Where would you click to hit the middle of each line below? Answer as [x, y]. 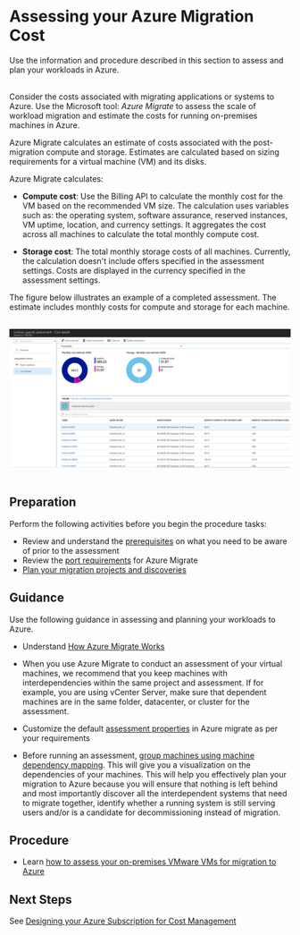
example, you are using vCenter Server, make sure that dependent [144, 692]
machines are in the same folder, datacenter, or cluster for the [136, 701]
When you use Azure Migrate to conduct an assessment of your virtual [152, 663]
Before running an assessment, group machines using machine [138, 755]
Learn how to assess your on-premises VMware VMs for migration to [149, 862]
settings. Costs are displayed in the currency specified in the [133, 270]
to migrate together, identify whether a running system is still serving [149, 803]
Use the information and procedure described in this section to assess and [146, 60]
